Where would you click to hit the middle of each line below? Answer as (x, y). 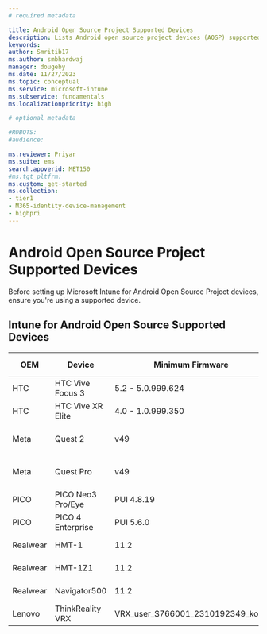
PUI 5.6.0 (132, 522)
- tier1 (21, 199)
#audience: (26, 140)
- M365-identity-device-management (67, 206)
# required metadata (43, 15)
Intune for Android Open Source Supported (117, 325)
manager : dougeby (37, 67)
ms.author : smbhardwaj (46, 60)
